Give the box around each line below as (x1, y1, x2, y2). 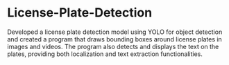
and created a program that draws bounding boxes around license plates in (7, 35, 222, 43)
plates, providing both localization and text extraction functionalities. (7, 50, 203, 58)
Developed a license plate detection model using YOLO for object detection (7, 28, 223, 36)
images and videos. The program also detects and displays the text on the (7, 42, 219, 50)
